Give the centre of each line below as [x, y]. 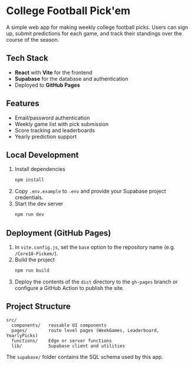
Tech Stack [27, 58]
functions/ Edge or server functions [62, 341]
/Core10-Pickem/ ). [36, 253]
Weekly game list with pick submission [62, 124]
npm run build [32, 270]
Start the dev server [39, 204]
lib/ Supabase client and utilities [68, 346]
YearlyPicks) [22, 335]
